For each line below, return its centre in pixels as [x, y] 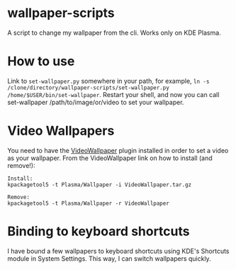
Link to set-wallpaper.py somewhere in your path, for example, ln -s [108, 81]
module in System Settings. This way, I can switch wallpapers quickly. [109, 258]
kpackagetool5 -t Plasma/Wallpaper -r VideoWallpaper [89, 203]
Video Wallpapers [61, 131]
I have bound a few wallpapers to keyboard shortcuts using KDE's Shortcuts [118, 251]
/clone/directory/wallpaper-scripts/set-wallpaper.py [89, 88]
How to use [41, 61]
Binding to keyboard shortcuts [99, 231]
